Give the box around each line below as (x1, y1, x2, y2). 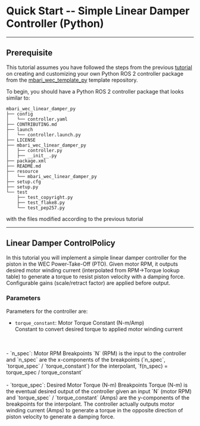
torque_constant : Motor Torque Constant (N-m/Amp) (14, 319, 145, 326)
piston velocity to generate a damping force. (6, 413, 115, 420)
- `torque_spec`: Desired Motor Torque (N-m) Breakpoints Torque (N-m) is (6, 381, 188, 388)
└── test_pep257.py (17, 204, 65, 211)
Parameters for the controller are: (6, 307, 88, 315)
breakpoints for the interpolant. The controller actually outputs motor (6, 400, 175, 408)
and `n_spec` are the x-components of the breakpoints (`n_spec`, (6, 356, 165, 363)
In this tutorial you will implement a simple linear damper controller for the (6, 254, 187, 261)
